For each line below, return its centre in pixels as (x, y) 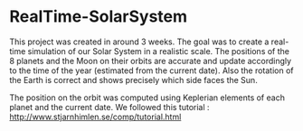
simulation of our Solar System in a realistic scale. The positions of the (159, 51)
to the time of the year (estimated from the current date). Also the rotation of (151, 70)
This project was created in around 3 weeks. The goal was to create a (139, 42)
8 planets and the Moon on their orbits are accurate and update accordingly (151, 61)
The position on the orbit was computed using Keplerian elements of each (147, 98)
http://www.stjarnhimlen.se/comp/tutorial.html (95, 117)
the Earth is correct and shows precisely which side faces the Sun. (133, 80)
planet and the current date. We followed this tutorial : (109, 107)
